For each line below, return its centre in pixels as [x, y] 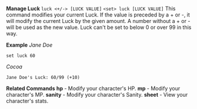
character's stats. [27, 101]
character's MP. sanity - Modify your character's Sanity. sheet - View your [97, 95]
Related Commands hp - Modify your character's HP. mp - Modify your [93, 88]
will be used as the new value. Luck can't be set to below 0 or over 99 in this [99, 27]
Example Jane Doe [29, 45]
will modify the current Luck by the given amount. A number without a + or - [98, 21]
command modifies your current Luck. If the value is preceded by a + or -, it [98, 15]
